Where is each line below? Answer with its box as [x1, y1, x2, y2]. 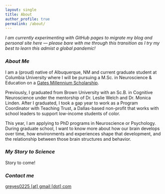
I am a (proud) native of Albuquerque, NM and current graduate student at [5, 69, 157, 75]
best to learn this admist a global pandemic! [5, 45, 96, 51]
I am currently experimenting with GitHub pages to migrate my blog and [5, 35, 153, 41]
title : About [5, 12, 32, 17]
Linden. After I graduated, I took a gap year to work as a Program [5, 100, 138, 106]
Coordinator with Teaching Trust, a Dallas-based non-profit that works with [5, 105, 159, 111]
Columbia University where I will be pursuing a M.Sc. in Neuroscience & [5, 74, 152, 80]
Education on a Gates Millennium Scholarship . [5, 80, 99, 86]
